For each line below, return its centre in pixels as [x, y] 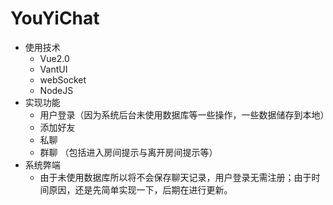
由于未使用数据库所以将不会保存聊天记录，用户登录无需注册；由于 [175, 177]
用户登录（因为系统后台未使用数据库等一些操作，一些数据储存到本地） [184, 114]
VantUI [53, 69]
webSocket [63, 79]
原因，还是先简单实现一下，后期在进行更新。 [140, 189]
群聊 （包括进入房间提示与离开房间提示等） [128, 152]
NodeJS [56, 90]
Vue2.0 [54, 58]
